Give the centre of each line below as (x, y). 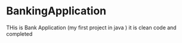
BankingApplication (56, 11)
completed (19, 33)
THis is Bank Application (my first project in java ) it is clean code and (92, 27)
